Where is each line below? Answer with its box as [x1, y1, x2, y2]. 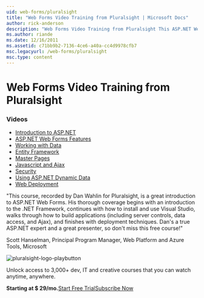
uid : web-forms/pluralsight [6, 9, 78, 15]
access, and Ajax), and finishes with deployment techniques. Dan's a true [6, 218, 190, 226]
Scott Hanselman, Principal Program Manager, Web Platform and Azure [6, 237, 185, 244]
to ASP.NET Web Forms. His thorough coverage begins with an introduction [6, 199, 195, 206]
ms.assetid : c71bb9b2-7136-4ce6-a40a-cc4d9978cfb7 [6, 43, 137, 49]
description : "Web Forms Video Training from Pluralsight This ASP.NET [6, 26, 191, 32]
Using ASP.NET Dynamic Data [15, 174, 91, 181]
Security [15, 168, 36, 175]
